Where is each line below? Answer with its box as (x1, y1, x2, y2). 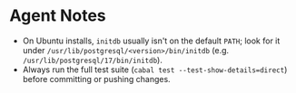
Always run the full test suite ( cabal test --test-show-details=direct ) (22, 64, 288, 75)
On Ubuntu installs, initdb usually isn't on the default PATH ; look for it (22, 35, 281, 46)
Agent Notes (9, 5, 106, 26)
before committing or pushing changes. (22, 73, 171, 84)
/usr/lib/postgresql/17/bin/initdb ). (22, 54, 163, 65)
